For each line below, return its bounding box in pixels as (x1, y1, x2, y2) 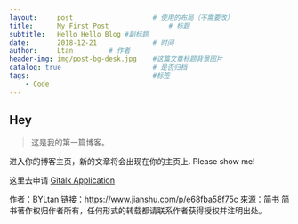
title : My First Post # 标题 (9, 21, 190, 30)
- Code (25, 79, 50, 88)
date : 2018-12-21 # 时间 (9, 37, 174, 47)
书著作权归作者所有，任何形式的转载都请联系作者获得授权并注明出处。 (9, 205, 267, 216)
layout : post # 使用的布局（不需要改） (9, 12, 234, 22)
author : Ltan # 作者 (9, 46, 131, 55)
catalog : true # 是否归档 (9, 63, 188, 72)
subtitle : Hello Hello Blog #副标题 (9, 29, 149, 38)
